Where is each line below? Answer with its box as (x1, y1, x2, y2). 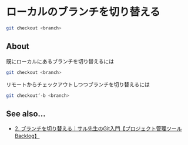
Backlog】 (14, 133, 40, 140)
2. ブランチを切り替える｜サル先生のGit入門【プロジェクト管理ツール (14, 125, 182, 132)
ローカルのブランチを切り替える (6, 5, 160, 19)
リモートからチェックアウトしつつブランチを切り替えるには (6, 80, 150, 88)
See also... (6, 109, 46, 119)
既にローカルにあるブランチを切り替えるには (6, 58, 115, 65)
